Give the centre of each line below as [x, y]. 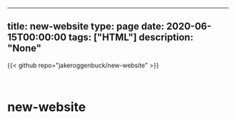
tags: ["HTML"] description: [131, 37]
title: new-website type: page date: [86, 26]
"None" [25, 49]
